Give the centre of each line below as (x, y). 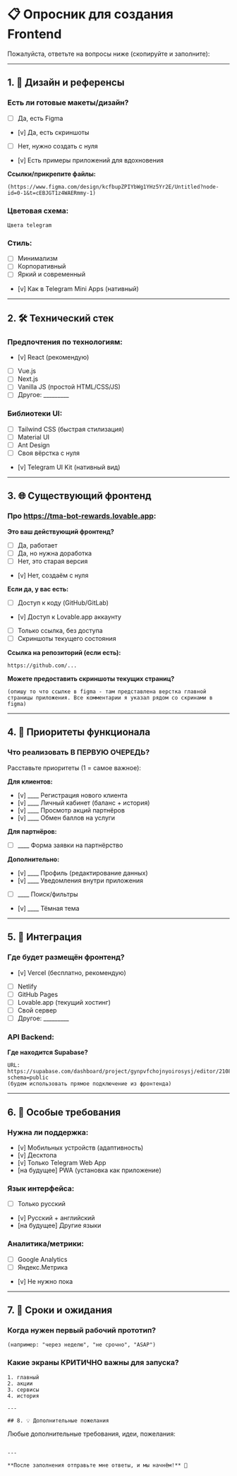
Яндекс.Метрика (43, 1267)
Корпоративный (42, 266)
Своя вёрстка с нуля (48, 453)
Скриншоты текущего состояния (67, 639)
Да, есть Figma (40, 118)
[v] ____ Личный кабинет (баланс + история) (84, 803)
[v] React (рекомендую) (53, 358)
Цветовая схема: (38, 211)
